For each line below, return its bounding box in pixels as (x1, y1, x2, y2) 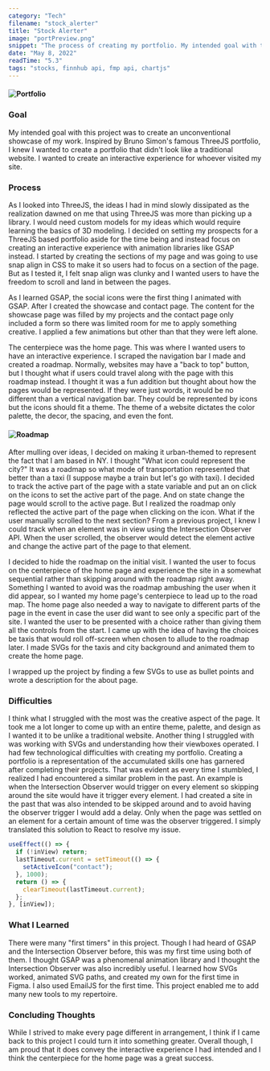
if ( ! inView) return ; (15, 848, 88, 856)
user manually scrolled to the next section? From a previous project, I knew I (8, 516, 260, 526)
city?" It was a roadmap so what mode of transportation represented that (8, 465, 251, 474)
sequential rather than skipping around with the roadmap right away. (8, 574, 235, 584)
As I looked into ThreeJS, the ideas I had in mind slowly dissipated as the (8, 200, 250, 209)
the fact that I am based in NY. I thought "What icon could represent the (8, 456, 246, 465)
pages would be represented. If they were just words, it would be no (8, 385, 235, 395)
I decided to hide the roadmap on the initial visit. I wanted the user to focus (8, 557, 256, 567)
